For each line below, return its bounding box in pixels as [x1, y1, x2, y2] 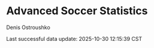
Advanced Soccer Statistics [6, 4, 148, 18]
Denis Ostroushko [6, 24, 51, 31]
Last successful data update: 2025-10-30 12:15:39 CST [6, 35, 143, 42]
